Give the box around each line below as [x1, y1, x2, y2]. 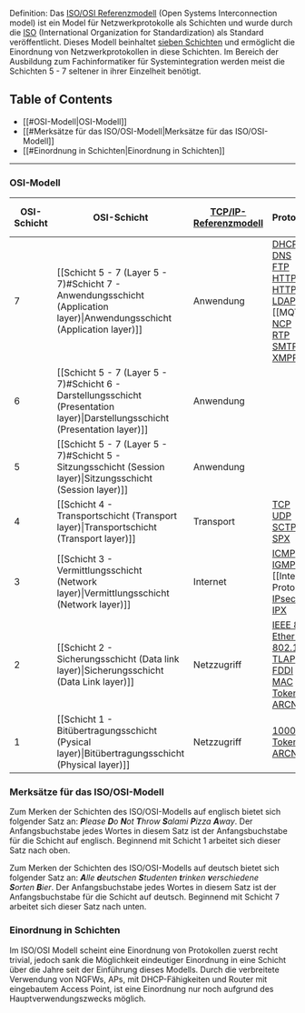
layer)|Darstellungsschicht [56, 412, 170, 425]
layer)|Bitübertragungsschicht [56, 747, 185, 760]
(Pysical [56, 736, 92, 748]
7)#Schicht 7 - [56, 277, 122, 290]
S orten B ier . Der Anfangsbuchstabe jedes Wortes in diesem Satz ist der [9, 882, 277, 893]
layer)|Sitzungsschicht [56, 472, 152, 485]
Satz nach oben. [9, 845, 71, 856]
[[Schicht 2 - [56, 641, 113, 654]
